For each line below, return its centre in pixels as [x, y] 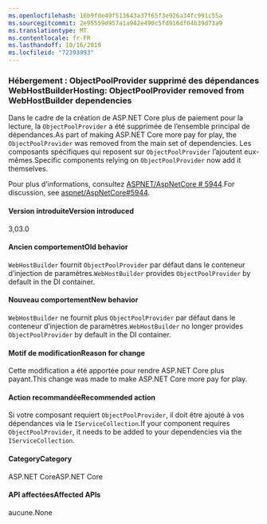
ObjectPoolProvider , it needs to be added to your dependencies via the [125, 432]
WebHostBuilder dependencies [70, 100]
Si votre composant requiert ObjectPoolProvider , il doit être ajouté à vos [126, 415]
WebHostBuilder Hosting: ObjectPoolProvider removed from [126, 90]
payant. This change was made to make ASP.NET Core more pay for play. [128, 379]
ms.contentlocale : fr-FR [49, 38]
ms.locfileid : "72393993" [51, 53]
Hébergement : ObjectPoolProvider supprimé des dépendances [134, 81]
